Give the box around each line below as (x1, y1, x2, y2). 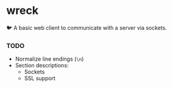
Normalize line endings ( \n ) (15, 55, 84, 63)
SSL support (24, 75, 56, 82)
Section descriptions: (15, 62, 69, 69)
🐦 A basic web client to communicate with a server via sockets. (6, 24, 168, 31)
